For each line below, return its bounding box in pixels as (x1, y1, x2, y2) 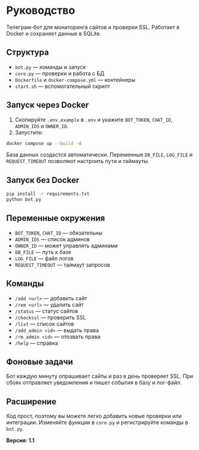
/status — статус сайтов (14, 307, 79, 315)
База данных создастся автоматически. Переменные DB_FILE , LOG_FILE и (6, 151, 193, 158)
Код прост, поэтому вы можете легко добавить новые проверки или (6, 413, 182, 420)
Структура (6, 48, 49, 58)
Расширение (6, 396, 57, 407)
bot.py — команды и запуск (14, 63, 86, 70)
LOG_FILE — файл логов (14, 254, 74, 262)
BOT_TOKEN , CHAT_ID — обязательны (14, 229, 103, 236)
